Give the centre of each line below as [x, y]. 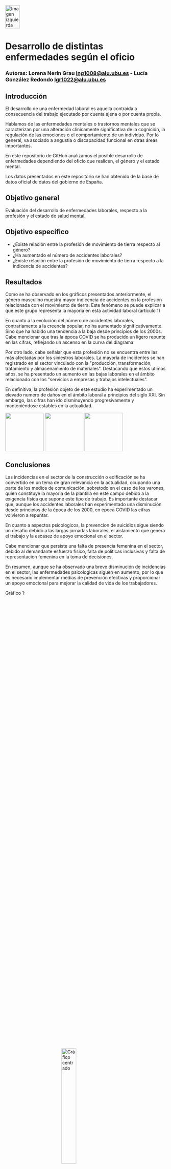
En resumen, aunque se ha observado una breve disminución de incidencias [86, 567]
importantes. [19, 145]
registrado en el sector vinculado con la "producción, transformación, [79, 363]
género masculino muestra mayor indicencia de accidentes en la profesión [84, 300]
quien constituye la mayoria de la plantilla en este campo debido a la [77, 493]
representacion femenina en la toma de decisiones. [59, 557]
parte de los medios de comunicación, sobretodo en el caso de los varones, [85, 488]
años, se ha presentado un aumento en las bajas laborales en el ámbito [80, 374]
